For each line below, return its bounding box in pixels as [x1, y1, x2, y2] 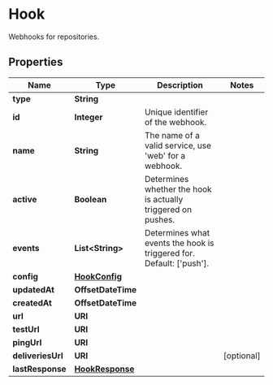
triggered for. [145, 247, 195, 258]
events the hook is [145, 237, 214, 249]
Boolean [74, 193, 107, 205]
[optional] [223, 350, 261, 361]
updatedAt [12, 283, 55, 295]
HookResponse [74, 363, 135, 374]
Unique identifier [145, 106, 209, 118]
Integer [74, 111, 103, 123]
